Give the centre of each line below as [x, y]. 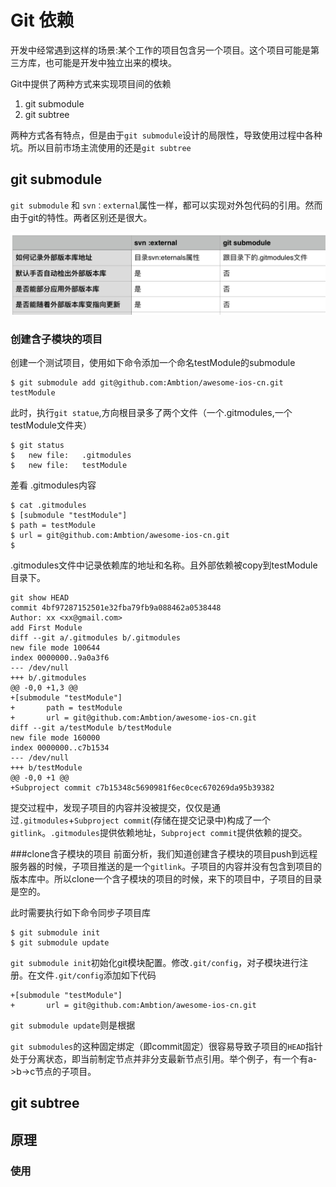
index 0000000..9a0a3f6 [60, 657]
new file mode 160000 [55, 737]
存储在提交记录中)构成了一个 [212, 820]
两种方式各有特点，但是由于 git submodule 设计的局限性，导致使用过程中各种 [166, 135]
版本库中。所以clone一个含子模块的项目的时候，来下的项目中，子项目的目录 [166, 878]
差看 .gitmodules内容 [53, 485]
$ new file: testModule [69, 465]
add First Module [46, 627]
